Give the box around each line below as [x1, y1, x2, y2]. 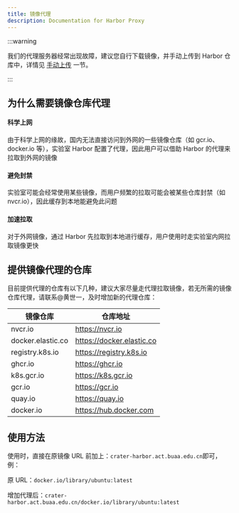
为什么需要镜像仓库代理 [7, 97, 110, 109]
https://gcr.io [75, 382, 119, 392]
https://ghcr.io [75, 359, 123, 369]
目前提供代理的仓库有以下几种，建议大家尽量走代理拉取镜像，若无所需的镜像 [7, 284, 232, 293]
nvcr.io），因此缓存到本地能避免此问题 [7, 197, 117, 205]
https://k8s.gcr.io [75, 370, 133, 380]
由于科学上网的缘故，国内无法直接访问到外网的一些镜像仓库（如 [7, 136, 194, 144]
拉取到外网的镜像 [7, 153, 58, 162]
